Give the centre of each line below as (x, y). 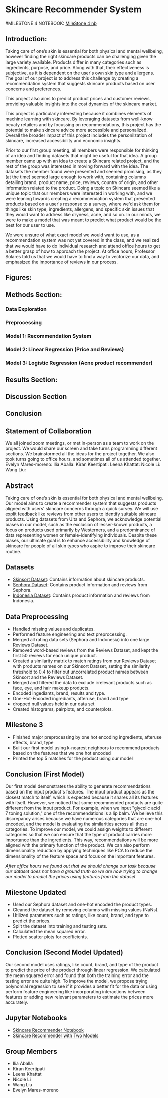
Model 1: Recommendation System (48, 336)
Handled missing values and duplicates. (54, 629)
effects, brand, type (33, 743)
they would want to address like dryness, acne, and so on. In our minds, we (83, 214)
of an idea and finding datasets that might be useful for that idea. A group (81, 155)
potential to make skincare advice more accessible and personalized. (76, 130)
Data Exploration (26, 309)
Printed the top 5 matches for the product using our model (73, 758)
